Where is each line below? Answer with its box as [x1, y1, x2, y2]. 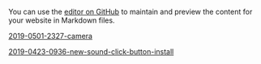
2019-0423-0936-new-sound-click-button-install [8, 47, 174, 56]
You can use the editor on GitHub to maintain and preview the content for [8, 7, 253, 16]
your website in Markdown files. [8, 15, 115, 25]
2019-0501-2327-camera [8, 32, 93, 41]
